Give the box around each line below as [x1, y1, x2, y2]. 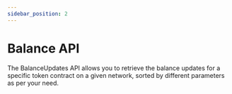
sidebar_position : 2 [7, 10, 69, 18]
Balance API [7, 40, 80, 56]
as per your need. [7, 79, 59, 87]
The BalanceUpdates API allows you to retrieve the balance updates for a [7, 64, 221, 72]
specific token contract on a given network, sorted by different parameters [7, 71, 225, 79]
